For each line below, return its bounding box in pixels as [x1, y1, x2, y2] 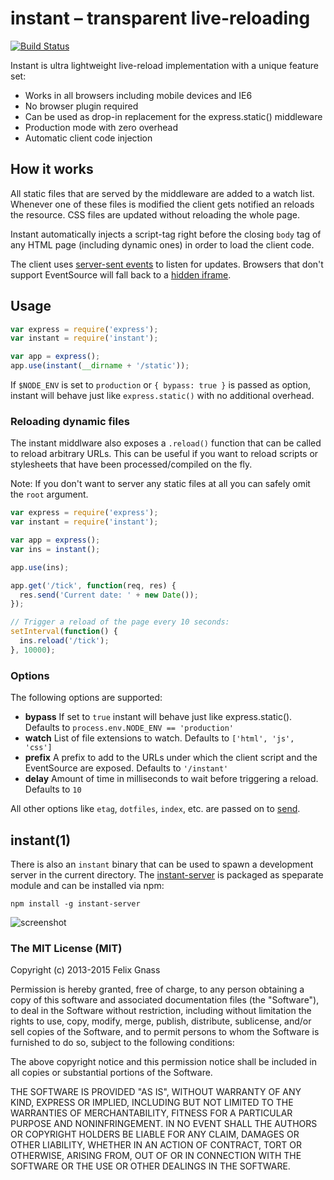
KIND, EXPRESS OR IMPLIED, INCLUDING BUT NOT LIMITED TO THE [10, 1097, 294, 1109]
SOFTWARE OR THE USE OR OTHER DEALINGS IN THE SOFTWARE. [10, 1160, 291, 1172]
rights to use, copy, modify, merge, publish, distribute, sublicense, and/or [10, 1015, 312, 1027]
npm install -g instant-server [10, 898, 141, 909]
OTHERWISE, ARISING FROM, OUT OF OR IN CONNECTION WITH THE [10, 1150, 302, 1162]
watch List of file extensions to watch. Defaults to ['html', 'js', [24, 732, 295, 744]
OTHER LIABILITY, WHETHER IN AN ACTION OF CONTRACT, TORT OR [10, 1139, 302, 1151]
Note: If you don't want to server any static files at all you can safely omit [10, 478, 311, 490]
